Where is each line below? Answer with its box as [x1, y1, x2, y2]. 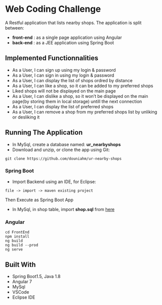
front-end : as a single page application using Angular [12, 34, 122, 40]
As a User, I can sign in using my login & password [12, 72, 114, 78]
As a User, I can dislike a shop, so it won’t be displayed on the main [12, 93, 148, 99]
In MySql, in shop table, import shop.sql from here [12, 206, 115, 212]
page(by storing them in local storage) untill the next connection [12, 98, 142, 104]
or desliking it [12, 114, 40, 120]
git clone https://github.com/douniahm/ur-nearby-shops [5, 156, 122, 161]
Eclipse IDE [12, 294, 35, 300]
